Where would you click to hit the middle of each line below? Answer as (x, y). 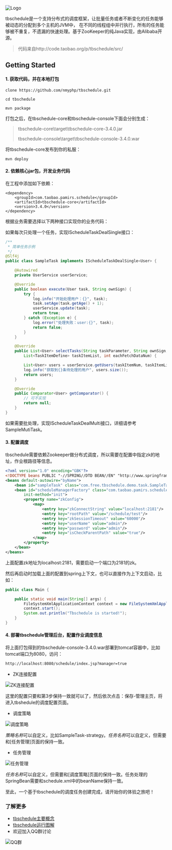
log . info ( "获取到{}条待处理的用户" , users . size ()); (76, 370)
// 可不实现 (35, 399)
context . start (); (42, 609)
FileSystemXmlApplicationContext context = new (75, 604)
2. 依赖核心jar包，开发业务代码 (38, 171)
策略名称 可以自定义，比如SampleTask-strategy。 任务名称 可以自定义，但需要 (86, 735)
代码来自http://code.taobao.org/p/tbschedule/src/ (70, 49)
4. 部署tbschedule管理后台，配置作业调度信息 (54, 635)
